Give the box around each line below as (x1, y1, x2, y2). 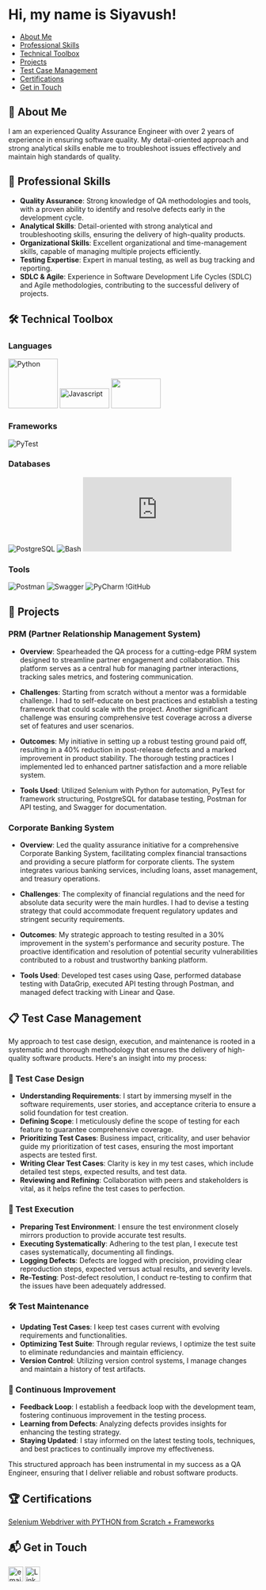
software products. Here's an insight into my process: (32, 1053, 207, 1062)
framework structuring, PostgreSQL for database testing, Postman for (19, 793, 247, 803)
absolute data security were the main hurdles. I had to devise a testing (19, 898, 249, 908)
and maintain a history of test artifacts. (19, 1364, 146, 1373)
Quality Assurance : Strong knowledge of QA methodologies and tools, (19, 196, 251, 205)
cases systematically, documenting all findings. (19, 1247, 174, 1257)
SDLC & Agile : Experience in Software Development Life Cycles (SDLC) (19, 271, 253, 281)
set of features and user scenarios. (19, 720, 135, 731)
